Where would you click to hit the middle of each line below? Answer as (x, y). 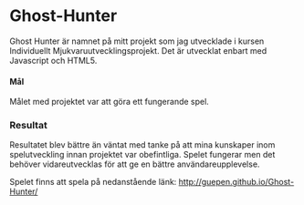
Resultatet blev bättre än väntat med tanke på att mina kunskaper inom (142, 145)
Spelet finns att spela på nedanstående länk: (93, 182)
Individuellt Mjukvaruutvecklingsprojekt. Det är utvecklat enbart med (138, 50)
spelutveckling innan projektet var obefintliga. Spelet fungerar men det (142, 155)
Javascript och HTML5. (53, 60)
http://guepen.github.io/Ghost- (236, 182)
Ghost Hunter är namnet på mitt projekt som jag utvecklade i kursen (137, 41)
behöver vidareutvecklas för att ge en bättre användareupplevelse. (135, 164)
